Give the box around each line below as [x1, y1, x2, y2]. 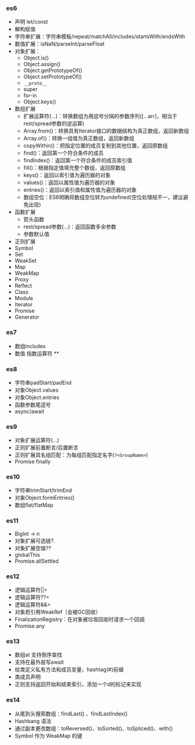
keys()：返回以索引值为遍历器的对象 [23, 172, 111, 179]
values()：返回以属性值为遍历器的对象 [23, 179, 116, 186]
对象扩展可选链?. [14, 537, 55, 544]
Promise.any [14, 622, 45, 629]
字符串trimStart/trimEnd [14, 487, 72, 494]
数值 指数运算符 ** [14, 350, 59, 357]
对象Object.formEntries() [14, 494, 75, 501]
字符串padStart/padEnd [14, 379, 72, 386]
